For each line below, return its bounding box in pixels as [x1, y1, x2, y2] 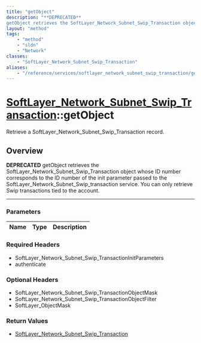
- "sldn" [17, 43, 39, 48]
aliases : [6, 64, 28, 71]
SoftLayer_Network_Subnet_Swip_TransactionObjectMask [14, 289, 158, 296]
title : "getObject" [6, 8, 55, 15]
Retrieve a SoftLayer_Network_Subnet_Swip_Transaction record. [6, 128, 165, 135]
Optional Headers [6, 275, 59, 284]
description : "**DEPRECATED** [6, 14, 82, 20]
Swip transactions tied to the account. [6, 187, 100, 194]
